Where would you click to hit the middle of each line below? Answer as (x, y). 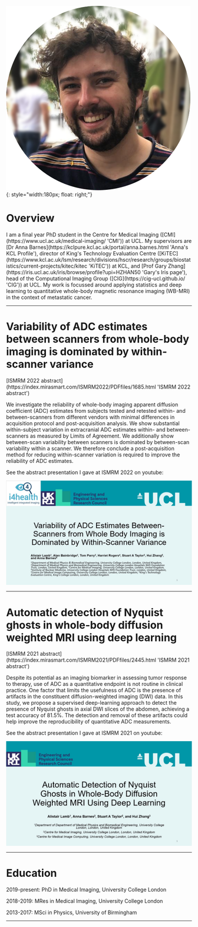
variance (72, 364)
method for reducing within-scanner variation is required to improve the (93, 455)
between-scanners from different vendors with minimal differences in (90, 417)
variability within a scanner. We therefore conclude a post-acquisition (90, 448)
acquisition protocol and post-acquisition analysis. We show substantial (93, 423)
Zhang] (176, 266)
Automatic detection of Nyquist (85, 612)
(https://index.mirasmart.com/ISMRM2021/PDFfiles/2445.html (81, 660)
